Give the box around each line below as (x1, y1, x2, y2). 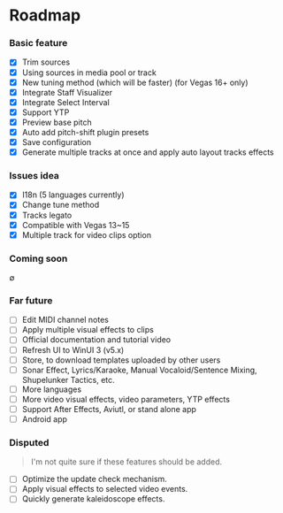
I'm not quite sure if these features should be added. (30, 456, 223, 467)
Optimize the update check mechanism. (21, 474, 168, 485)
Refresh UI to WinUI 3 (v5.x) (21, 344, 125, 355)
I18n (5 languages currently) (21, 189, 126, 200)
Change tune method (21, 200, 100, 211)
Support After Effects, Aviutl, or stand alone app (21, 403, 197, 414)
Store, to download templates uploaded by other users (21, 355, 221, 365)
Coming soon (9, 252, 68, 264)
